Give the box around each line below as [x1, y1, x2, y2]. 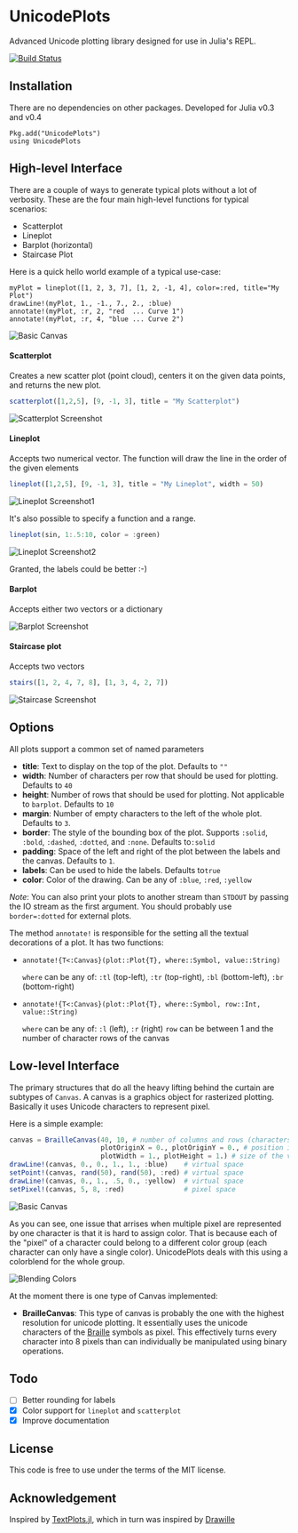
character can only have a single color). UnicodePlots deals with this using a [9, 1247, 288, 1257]
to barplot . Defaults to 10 [21, 799, 114, 809]
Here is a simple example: [9, 1118, 104, 1128]
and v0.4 [9, 111, 43, 122]
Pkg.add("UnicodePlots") [9, 129, 101, 138]
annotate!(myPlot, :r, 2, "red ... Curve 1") [9, 307, 184, 316]
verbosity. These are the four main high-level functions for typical [9, 194, 249, 205]
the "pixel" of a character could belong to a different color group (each [9, 1237, 268, 1248]
